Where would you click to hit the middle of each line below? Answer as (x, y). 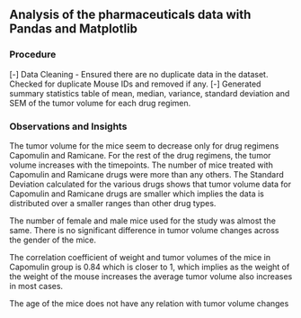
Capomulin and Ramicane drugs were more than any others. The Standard (147, 174)
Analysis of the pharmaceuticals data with (130, 15)
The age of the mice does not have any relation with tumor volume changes (149, 303)
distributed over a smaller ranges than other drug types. (113, 203)
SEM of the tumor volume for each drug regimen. (100, 103)
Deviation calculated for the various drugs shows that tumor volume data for (150, 184)
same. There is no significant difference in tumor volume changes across (144, 230)
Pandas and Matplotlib (73, 29)
